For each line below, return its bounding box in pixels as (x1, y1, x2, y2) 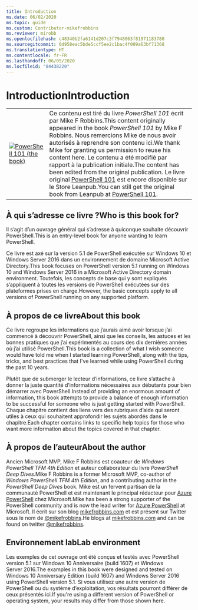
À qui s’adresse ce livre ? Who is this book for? (6, 210, 179, 220)
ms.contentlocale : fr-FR (6, 52, 67, 58)
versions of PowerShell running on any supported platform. (6, 294, 150, 301)
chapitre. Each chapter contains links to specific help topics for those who (6, 419, 184, 426)
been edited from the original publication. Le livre (49, 168, 185, 177)
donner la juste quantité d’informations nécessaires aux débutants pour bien (6, 381, 192, 389)
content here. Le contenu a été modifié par (49, 154, 167, 162)
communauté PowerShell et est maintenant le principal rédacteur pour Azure (6, 489, 192, 496)
